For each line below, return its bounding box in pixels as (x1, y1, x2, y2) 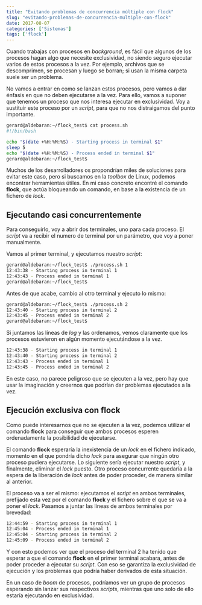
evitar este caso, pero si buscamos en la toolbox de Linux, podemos (6, 173, 176, 180)
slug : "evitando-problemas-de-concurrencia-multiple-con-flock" (6, 14, 171, 21)
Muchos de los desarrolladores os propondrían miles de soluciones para (6, 166, 186, 174)
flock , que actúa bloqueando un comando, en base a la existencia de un (6, 186, 186, 193)
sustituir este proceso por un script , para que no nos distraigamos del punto (6, 104, 195, 112)
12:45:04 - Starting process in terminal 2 (6, 531, 118, 537)
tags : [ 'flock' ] (6, 31, 47, 37)
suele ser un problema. (6, 74, 63, 81)
